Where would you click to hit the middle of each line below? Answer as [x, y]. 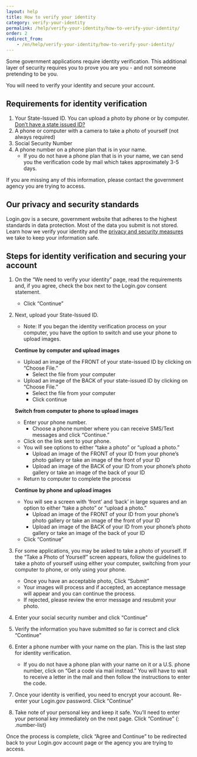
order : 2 [17, 34]
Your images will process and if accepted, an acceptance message [105, 588]
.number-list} [31, 725]
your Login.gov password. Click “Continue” [81, 701]
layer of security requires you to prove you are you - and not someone [91, 67]
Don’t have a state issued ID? [50, 124]
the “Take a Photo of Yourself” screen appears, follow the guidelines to [101, 557]
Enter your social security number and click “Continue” [81, 618]
